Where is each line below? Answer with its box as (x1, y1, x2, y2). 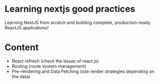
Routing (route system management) (11, 63, 87, 69)
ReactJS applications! (4, 24, 49, 30)
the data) (11, 73, 31, 79)
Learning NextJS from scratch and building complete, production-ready (4, 20, 151, 25)
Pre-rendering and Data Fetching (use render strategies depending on (11, 68, 155, 74)
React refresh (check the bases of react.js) (11, 58, 99, 64)
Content (4, 42, 39, 53)
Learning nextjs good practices (4, 3, 135, 15)
